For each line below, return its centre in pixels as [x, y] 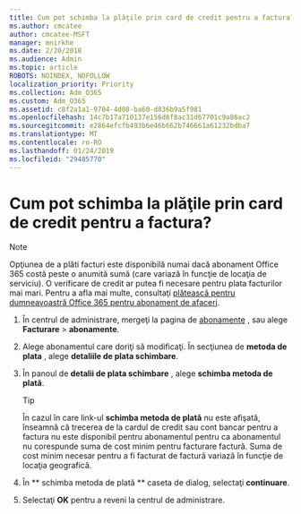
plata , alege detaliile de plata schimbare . [100, 356]
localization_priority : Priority [72, 84]
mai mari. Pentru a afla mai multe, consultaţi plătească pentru [122, 293]
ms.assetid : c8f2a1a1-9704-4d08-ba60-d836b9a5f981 [106, 109]
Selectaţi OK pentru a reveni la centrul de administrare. [124, 500]
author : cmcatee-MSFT [50, 34]
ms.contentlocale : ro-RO [56, 142]
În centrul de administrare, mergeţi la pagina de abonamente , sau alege [155, 320]
